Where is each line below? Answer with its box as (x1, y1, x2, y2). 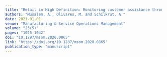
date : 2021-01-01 (5, 16, 41, 21)
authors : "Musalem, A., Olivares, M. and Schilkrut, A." (5, 12, 126, 17)
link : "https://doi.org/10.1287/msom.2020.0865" (5, 40, 108, 45)
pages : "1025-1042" (5, 30, 46, 35)
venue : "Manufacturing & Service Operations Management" (5, 21, 126, 26)
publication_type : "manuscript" (5, 44, 72, 49)
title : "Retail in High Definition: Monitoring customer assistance (5, 7, 150, 12)
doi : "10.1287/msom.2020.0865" (5, 35, 70, 40)
